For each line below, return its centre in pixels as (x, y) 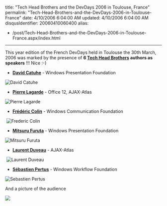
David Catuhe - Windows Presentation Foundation (64, 73)
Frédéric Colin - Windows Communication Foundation (68, 111)
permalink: (16, 12)
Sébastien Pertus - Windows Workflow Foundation (65, 169)
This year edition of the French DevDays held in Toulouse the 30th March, (81, 52)
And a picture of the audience (36, 189)
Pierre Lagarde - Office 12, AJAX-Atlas (52, 92)
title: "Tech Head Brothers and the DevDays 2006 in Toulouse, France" (78, 7)
